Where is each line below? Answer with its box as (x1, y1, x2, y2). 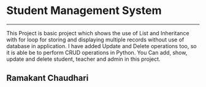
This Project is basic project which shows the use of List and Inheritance (6, 29, 189, 37)
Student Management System (6, 4, 162, 18)
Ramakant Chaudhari (6, 73, 89, 83)
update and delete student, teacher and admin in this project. (6, 55, 161, 63)
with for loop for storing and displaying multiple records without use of (6, 36, 185, 43)
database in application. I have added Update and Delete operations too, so (6, 42, 197, 49)
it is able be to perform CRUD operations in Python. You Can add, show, (6, 49, 188, 56)
